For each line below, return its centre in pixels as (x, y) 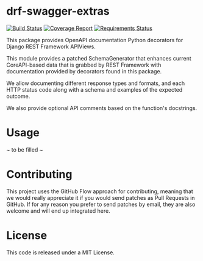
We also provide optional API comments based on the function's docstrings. (102, 108)
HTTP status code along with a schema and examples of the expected (94, 89)
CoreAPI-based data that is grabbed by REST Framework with (84, 65)
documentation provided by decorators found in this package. (84, 71)
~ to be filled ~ (25, 149)
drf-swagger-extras (58, 11)
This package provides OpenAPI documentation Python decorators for (95, 40)
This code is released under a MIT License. (60, 252)
